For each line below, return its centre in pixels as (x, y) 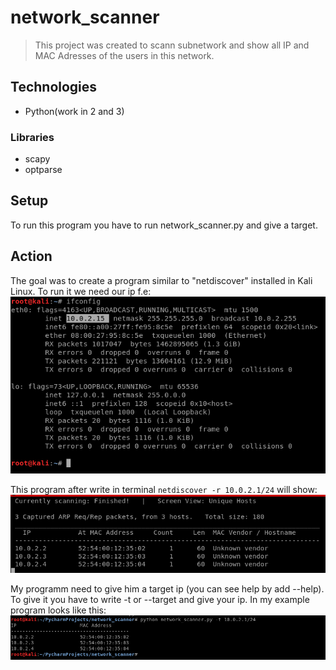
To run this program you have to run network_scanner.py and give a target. (164, 225)
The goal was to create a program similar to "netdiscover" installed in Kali (161, 280)
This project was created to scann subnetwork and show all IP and (172, 45)
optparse (43, 170)
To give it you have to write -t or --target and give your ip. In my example (160, 600)
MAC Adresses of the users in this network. (124, 55)
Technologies (54, 87)
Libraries (32, 137)
